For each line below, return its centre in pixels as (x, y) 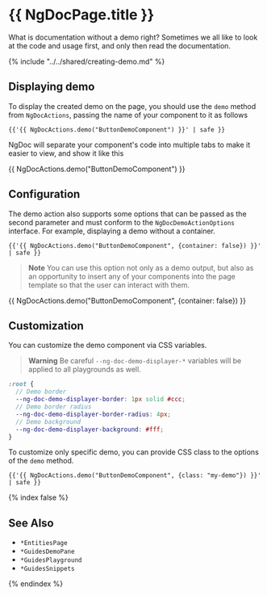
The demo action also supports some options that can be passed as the (128, 214)
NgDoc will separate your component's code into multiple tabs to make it (129, 145)
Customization (46, 326)
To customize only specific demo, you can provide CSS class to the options (134, 452)
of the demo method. (41, 461)
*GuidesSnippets (47, 569)
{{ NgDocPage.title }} (81, 15)
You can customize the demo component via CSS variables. (108, 346)
